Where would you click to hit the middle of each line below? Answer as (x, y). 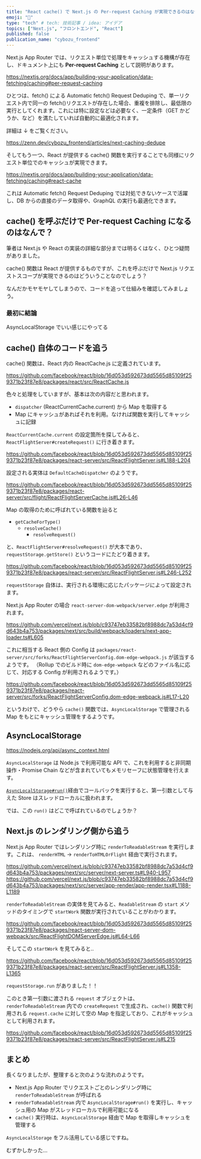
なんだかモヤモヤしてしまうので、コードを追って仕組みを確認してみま (92, 289)
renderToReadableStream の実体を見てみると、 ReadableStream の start (92, 904)
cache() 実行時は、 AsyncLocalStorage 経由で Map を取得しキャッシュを (103, 1118)
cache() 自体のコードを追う (57, 348)
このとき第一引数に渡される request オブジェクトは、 (72, 998)
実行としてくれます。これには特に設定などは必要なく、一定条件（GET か (96, 110)
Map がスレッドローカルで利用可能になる (88, 1110)
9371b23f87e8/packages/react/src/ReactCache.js (68, 381)
